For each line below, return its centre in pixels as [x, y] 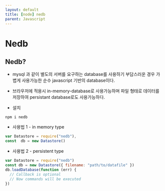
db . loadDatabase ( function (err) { [41, 170]
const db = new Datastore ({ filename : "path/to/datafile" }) [70, 165]
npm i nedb [16, 117]
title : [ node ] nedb [25, 14]
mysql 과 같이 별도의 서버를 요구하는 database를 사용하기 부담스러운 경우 [83, 74]
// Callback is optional [35, 174]
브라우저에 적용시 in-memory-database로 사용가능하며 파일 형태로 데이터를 [86, 91]
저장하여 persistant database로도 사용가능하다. [59, 97]
